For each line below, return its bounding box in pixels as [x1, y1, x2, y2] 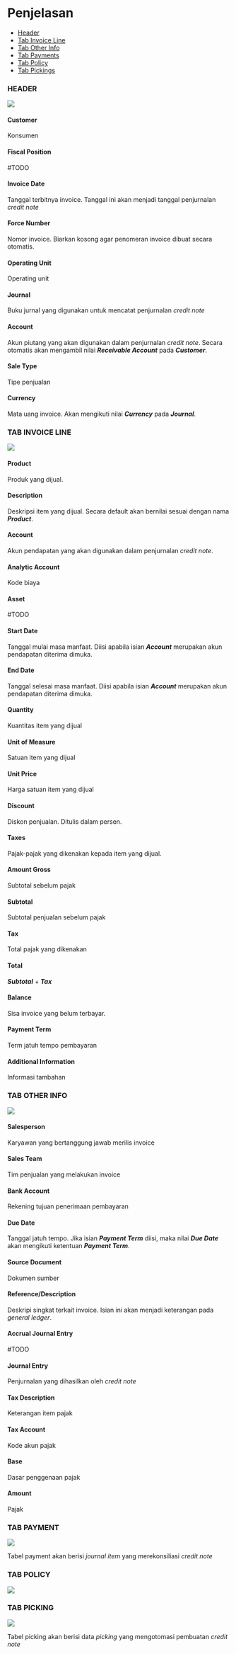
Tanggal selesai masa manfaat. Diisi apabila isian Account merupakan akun [7, 681, 228, 690]
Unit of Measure [7, 737, 56, 746]
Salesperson [7, 1123, 46, 1131]
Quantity [7, 706, 34, 714]
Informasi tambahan [7, 1073, 66, 1082]
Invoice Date [7, 179, 45, 188]
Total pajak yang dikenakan [7, 945, 87, 953]
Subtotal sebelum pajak [7, 881, 76, 890]
